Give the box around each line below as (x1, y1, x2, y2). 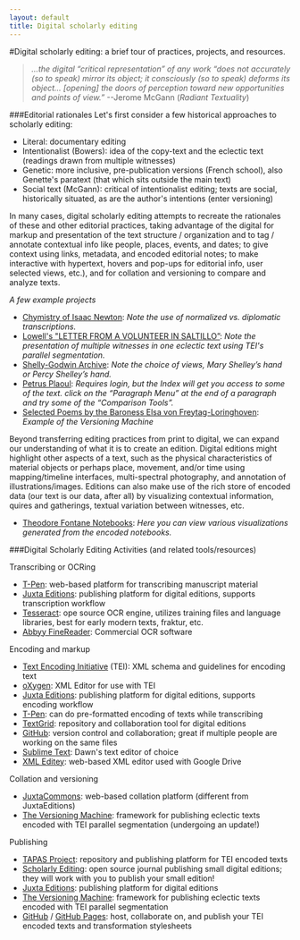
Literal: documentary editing (21, 136, 127, 147)
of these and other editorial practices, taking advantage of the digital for (9, 220, 275, 231)
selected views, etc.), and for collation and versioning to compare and (9, 267, 266, 278)
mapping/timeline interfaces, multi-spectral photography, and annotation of (9, 471, 287, 482)
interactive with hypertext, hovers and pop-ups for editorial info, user (9, 258, 263, 268)
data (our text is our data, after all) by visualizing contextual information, (9, 490, 274, 501)
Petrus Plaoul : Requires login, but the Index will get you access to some (21, 377, 286, 389)
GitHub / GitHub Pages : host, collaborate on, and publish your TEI (21, 910, 263, 921)
